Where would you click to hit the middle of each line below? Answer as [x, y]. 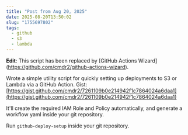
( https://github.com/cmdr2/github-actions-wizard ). [67, 67]
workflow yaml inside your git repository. [55, 114]
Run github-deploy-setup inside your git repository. [68, 126]
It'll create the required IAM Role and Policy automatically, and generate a [94, 108]
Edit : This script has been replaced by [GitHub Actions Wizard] [82, 60]
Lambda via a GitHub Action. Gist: [47, 84]
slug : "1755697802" [30, 22]
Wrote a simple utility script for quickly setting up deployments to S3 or [91, 78]
